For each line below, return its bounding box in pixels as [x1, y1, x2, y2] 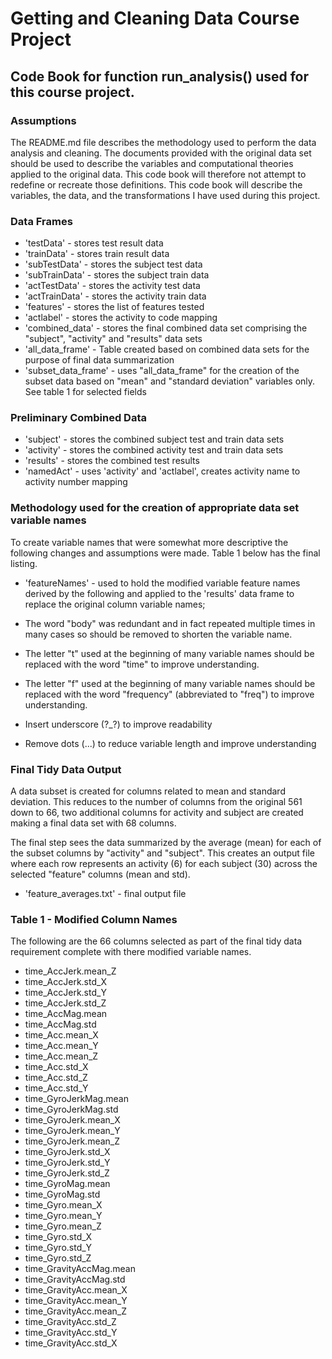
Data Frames [10, 214, 73, 228]
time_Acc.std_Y [24, 1082, 89, 1094]
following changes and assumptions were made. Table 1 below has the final [10, 547, 321, 559]
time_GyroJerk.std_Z [24, 1167, 110, 1179]
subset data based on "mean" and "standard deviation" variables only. [24, 375, 316, 387]
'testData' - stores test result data [24, 237, 164, 249]
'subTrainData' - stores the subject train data [24, 269, 210, 281]
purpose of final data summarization [24, 354, 175, 366]
